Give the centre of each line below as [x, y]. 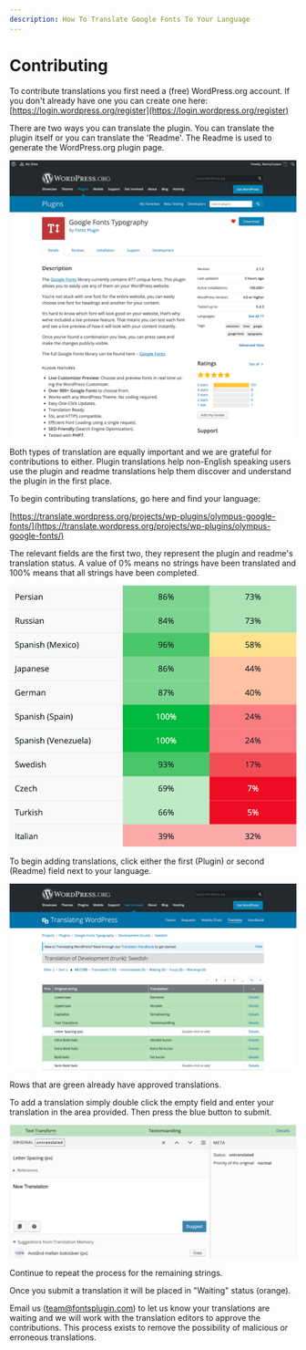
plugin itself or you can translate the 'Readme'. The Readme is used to [141, 138]
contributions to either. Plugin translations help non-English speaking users [150, 462]
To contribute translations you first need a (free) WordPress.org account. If [149, 90]
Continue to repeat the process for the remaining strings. [116, 1273]
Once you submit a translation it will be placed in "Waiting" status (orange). [150, 1291]
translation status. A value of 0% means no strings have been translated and [153, 563]
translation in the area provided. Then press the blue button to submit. [141, 1112]
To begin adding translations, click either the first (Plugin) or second [137, 861]
